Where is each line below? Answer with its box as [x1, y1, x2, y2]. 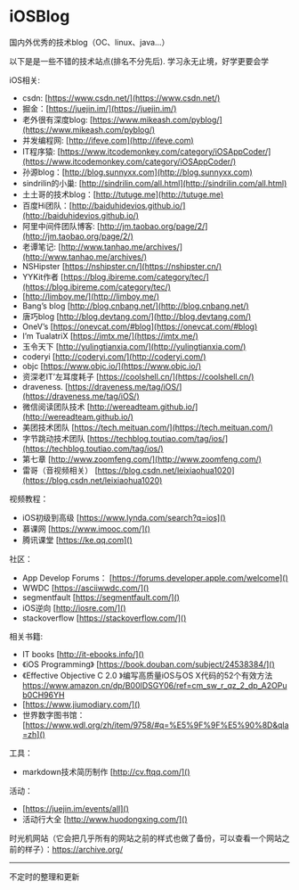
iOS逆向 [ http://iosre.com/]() [21, 602, 126, 613]
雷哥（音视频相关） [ [21, 465, 98, 475]
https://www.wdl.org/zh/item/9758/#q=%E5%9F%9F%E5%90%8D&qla [25, 720, 289, 730]
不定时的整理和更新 [9, 871, 80, 882]
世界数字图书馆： [21, 709, 85, 720]
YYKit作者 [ [21, 271, 64, 282]
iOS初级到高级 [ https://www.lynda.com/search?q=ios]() [21, 512, 226, 523]
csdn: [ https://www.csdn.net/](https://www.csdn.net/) [21, 92, 221, 103]
